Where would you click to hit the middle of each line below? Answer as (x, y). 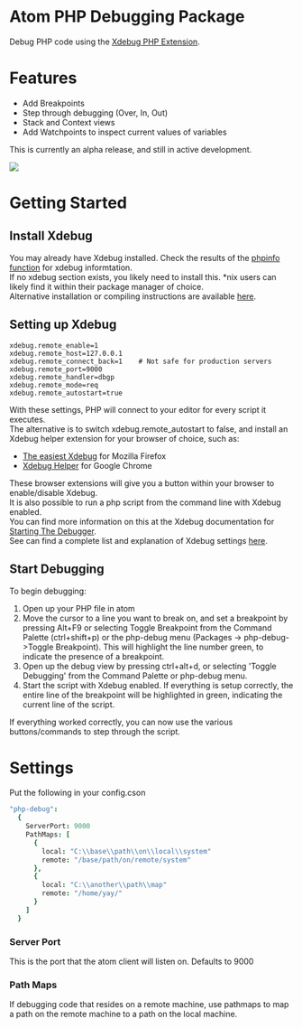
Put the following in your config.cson (78, 793)
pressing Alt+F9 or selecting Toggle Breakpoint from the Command (147, 627)
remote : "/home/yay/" (82, 893)
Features (43, 78)
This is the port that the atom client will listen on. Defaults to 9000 (132, 961)
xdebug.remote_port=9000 (56, 369)
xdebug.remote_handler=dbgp (62, 377)
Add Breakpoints (54, 103)
